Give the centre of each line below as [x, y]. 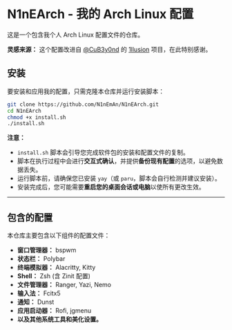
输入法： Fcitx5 [39, 293]
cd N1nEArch [24, 111]
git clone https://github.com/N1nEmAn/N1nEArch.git [83, 104]
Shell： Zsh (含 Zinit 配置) [54, 276]
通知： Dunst [36, 302]
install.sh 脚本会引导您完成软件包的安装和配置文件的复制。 [103, 152]
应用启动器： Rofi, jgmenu [54, 311]
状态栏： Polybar [41, 259]
